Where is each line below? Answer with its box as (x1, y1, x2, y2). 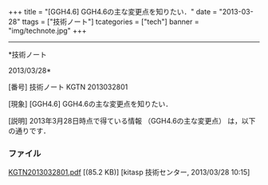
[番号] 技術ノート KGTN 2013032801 (8, 82, 128, 92)
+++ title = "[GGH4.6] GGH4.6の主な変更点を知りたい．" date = (8, 7, 218, 16)
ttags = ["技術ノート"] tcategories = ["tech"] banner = (22, 17, 199, 26)
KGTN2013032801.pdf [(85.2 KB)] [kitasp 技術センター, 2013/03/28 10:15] (8, 167, 250, 177)
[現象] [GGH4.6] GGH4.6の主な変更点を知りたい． (8, 99, 173, 108)
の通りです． (8, 126, 50, 136)
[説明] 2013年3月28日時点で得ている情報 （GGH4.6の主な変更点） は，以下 (8, 116, 256, 125)
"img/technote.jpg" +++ (8, 26, 87, 35)
